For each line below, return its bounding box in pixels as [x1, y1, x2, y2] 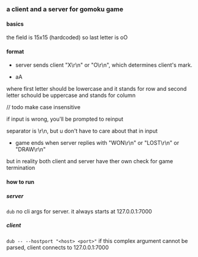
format [6, 48, 25, 55]
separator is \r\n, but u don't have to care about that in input [6, 128, 158, 135]
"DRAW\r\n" [15, 146, 46, 153]
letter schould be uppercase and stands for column [6, 91, 136, 99]
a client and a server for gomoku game [6, 5, 124, 13]
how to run [6, 178, 35, 185]
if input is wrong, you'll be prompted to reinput [6, 115, 124, 123]
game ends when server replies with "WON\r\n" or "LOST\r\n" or [15, 139, 180, 147]
